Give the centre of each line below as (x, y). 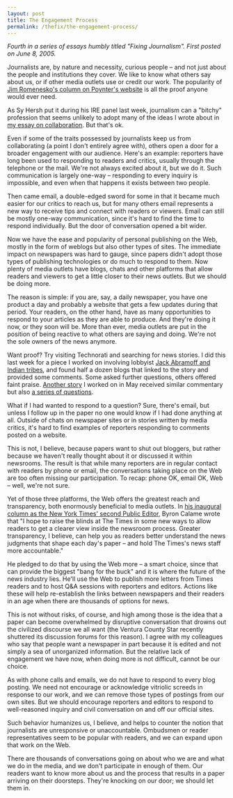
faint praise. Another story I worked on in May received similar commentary (115, 385)
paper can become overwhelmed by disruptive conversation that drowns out (117, 622)
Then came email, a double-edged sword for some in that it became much (114, 196)
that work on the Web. (39, 745)
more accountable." (35, 551)
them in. (19, 788)
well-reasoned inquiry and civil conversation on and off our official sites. (111, 710)
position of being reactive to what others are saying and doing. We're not (112, 334)
